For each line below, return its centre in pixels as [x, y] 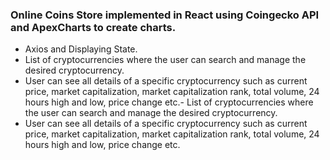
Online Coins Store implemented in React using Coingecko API [165, 15]
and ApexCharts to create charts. [93, 27]
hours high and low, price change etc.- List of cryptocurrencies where [169, 102]
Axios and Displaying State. [81, 49]
